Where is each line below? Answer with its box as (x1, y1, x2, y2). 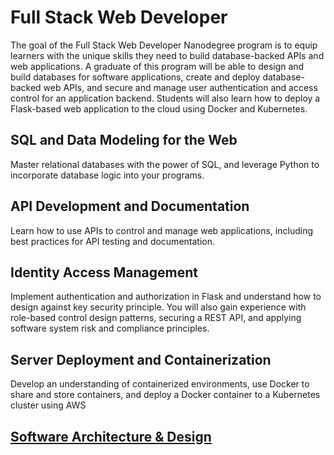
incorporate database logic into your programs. (10, 169, 205, 181)
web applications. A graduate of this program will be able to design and (10, 60, 305, 72)
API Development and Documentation (10, 198, 250, 215)
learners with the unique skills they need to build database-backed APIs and (10, 49, 325, 61)
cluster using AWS (10, 399, 87, 411)
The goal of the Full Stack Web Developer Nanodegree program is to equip (10, 39, 318, 51)
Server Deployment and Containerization (10, 351, 272, 368)
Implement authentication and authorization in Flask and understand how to (10, 291, 322, 303)
